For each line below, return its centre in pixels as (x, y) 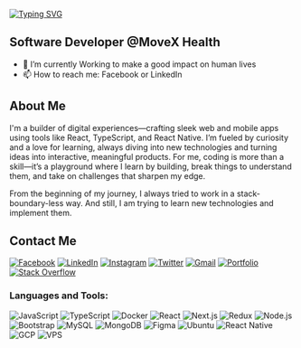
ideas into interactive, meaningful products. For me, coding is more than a (147, 156)
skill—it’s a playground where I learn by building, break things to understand (150, 166)
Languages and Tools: (59, 296)
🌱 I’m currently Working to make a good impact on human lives (139, 64)
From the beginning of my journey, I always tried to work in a (122, 193)
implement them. (41, 212)
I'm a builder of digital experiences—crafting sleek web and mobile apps (144, 127)
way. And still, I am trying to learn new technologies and (169, 202)
